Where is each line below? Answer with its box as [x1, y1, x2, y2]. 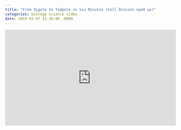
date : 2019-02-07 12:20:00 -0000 [5, 16, 73, 21]
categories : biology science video [5, 12, 78, 17]
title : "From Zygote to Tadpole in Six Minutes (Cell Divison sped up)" [5, 7, 156, 12]
